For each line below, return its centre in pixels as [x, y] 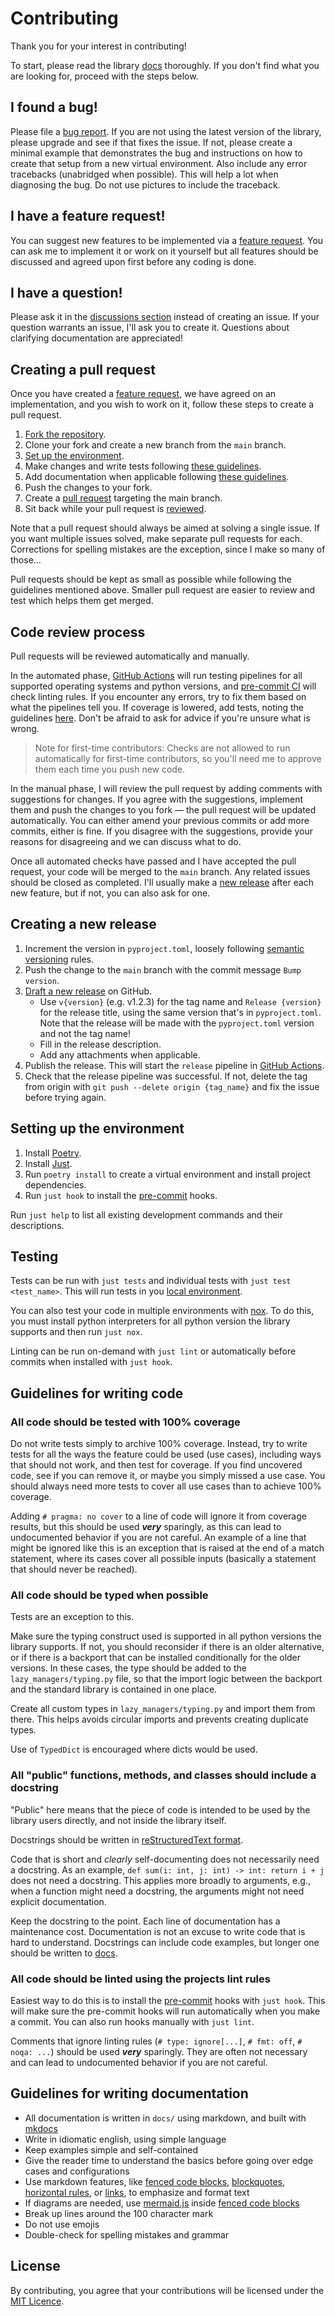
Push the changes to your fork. [88, 488]
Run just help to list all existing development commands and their [147, 1214]
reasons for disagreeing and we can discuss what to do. [126, 841]
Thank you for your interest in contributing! [98, 46]
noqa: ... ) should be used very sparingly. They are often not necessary [159, 2052]
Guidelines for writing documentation [129, 2093]
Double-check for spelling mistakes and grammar [127, 2234]
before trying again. [65, 1097]
